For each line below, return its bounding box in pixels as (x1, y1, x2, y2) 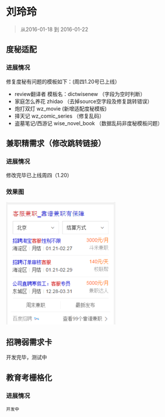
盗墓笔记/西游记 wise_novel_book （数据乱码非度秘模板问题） (14, 119, 163, 126)
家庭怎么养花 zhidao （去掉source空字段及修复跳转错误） (14, 98, 153, 105)
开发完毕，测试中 (6, 354, 47, 361)
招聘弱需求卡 (6, 337, 52, 347)
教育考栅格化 (6, 373, 52, 382)
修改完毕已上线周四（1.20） (6, 172, 73, 179)
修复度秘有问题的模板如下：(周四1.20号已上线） (6, 78, 121, 85)
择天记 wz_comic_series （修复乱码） (14, 112, 105, 119)
